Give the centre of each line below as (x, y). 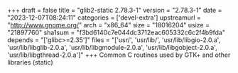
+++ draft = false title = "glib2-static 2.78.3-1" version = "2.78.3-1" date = (115, 10)
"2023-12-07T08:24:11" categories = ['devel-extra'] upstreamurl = (104, 18)
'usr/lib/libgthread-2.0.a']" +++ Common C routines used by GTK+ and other (119, 55)
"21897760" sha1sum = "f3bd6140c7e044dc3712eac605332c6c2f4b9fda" (117, 32)
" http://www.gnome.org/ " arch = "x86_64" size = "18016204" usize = (108, 25)
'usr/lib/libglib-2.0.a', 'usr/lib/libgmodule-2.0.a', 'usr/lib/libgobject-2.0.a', (113, 47)
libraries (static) (30, 62)
